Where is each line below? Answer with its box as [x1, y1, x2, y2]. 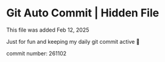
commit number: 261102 [6, 49, 67, 57]
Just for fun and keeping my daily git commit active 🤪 [6, 38, 140, 45]
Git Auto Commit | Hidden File [6, 6, 160, 20]
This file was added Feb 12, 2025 [6, 26, 90, 33]
